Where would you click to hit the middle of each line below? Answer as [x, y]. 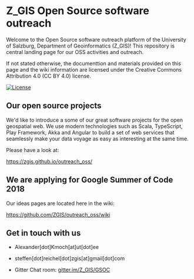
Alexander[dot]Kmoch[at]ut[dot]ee [56, 247]
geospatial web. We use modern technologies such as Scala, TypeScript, [95, 126]
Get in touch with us [44, 233]
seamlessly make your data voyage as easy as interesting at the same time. [98, 139]
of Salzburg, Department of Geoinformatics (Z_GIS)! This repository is [91, 46]
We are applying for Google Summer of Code [90, 180]
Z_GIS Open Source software [78, 11]
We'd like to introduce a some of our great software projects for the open [95, 120]
